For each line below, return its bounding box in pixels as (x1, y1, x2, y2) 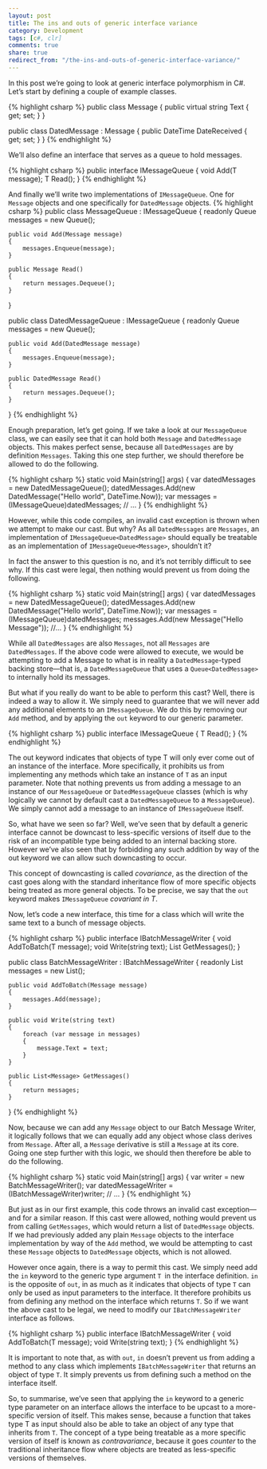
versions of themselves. (8, 1453, 87, 1463)
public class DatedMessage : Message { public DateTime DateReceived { (8, 125, 248, 136)
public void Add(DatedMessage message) (8, 339, 141, 347)
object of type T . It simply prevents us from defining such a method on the (8, 1369, 252, 1379)
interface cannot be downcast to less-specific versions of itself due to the (8, 828, 251, 837)
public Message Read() (8, 265, 84, 273)
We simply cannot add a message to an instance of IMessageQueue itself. (8, 804, 245, 813)
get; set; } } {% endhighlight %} (8, 134, 112, 144)
